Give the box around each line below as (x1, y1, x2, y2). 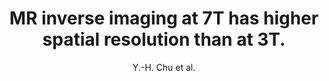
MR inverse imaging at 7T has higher (9, 7, 319, 30)
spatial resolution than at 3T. (42, 28, 286, 51)
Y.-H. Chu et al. (132, 61, 196, 73)
